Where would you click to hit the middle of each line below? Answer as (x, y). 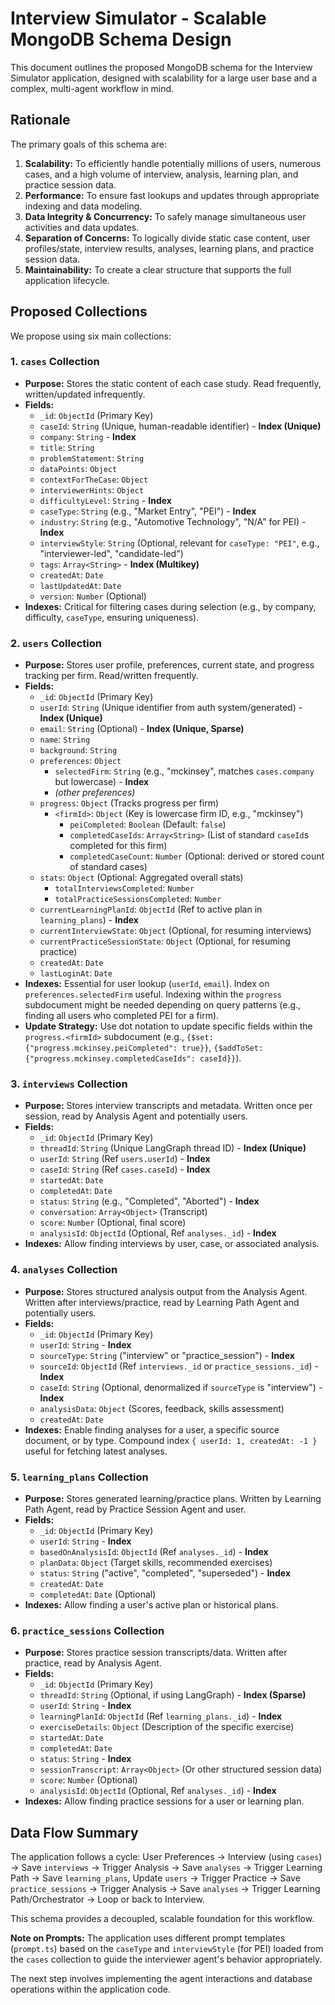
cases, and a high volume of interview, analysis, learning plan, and (161, 174)
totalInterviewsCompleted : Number (124, 888)
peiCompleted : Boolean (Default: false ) (148, 824)
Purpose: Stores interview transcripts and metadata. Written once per (168, 1106)
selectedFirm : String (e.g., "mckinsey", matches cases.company (184, 771)
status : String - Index (85, 1759)
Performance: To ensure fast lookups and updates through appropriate (172, 195)
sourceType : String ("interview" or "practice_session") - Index (167, 1355)
